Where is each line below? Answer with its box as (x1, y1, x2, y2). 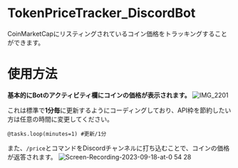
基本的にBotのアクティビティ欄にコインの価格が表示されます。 (7, 90, 191, 99)
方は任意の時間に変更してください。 (7, 115, 114, 123)
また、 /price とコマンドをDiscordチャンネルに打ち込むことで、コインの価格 (7, 144, 230, 152)
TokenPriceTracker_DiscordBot (7, 5, 196, 21)
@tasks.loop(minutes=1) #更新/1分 (7, 130, 107, 137)
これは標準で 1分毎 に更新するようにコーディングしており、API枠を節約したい (7, 105, 232, 115)
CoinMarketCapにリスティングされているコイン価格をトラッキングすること (7, 29, 228, 38)
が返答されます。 (7, 152, 57, 161)
